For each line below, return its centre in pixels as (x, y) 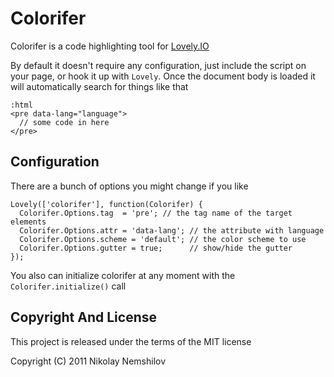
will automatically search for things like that (99, 86)
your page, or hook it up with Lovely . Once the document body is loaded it (163, 76)
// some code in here (64, 122)
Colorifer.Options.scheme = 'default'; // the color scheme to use (163, 239)
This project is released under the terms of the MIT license (131, 341)
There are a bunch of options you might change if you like (129, 186)
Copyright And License (83, 317)
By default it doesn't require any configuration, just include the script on (158, 65)
